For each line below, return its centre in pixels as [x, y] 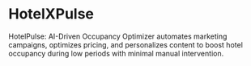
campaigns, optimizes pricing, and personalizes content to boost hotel [125, 44]
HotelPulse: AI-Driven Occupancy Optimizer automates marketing [118, 36]
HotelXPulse [51, 14]
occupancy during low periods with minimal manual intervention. [116, 53]
